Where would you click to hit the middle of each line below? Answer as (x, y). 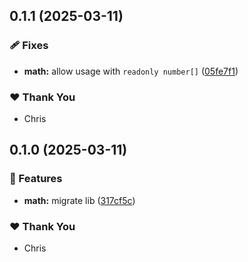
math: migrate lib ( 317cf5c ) (79, 200)
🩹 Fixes (29, 46)
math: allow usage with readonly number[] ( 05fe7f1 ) (131, 71)
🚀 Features (36, 179)
